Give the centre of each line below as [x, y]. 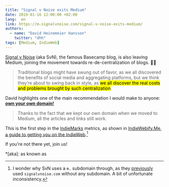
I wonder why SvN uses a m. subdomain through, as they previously [83, 168]
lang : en [16, 19]
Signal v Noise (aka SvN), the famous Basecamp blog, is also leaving [76, 57]
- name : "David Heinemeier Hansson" [48, 33]
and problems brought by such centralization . [65, 88]
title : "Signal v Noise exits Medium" [46, 10]
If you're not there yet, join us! [36, 144]
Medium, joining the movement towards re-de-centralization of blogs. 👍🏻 [81, 62]
